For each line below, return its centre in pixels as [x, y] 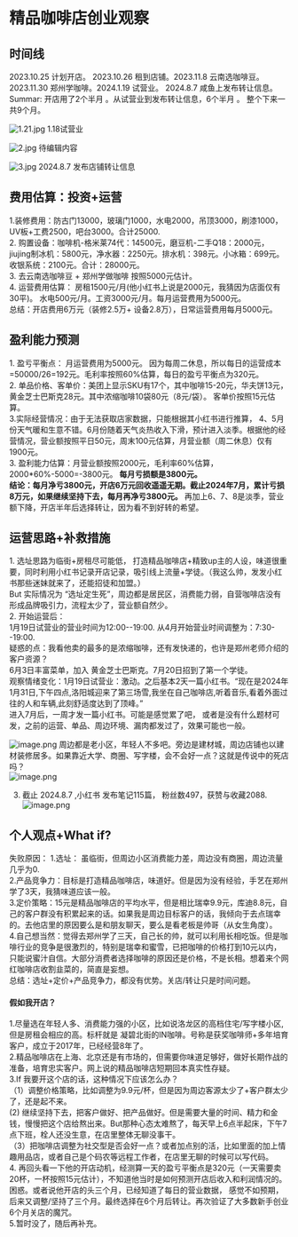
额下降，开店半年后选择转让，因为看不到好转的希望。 [106, 507]
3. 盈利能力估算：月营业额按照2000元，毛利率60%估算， [114, 463]
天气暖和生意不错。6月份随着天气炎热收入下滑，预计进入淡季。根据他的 [147, 429]
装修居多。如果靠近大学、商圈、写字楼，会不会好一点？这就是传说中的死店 [153, 756]
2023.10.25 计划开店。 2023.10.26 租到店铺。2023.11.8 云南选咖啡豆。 [137, 77]
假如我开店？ [32, 1002]
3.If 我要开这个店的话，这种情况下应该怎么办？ [94, 1079]
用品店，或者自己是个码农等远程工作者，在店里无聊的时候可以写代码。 [145, 1157]
